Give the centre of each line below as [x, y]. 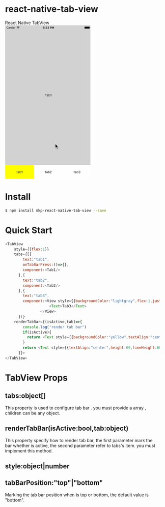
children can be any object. [33, 413]
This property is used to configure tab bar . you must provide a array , [76, 408]
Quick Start [29, 230]
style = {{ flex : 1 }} [32, 249]
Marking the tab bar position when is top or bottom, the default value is [77, 495]
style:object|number [37, 466]
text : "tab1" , [36, 260]
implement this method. [29, 450]
